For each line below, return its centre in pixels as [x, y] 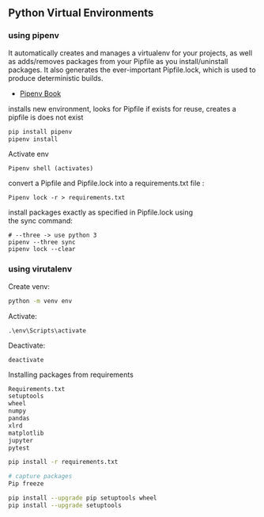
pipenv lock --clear [42, 249]
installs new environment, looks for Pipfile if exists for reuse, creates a [123, 108]
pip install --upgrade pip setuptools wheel [83, 498]
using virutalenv [40, 269]
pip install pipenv [40, 131]
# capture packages [40, 477]
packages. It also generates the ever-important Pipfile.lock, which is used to [132, 70]
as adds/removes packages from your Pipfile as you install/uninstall [118, 61]
